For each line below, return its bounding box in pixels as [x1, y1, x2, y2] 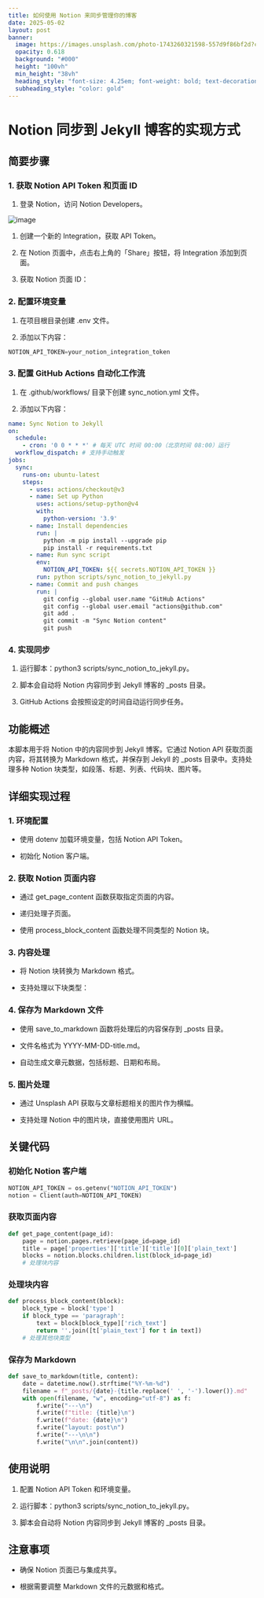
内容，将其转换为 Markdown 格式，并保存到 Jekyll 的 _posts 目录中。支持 [8, 755, 246, 764]
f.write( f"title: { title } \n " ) [36, 1409, 135, 1417]
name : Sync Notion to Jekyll [8, 420, 104, 428]
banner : [8, 33, 34, 42]
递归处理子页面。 [19, 909, 75, 918]
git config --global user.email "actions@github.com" [42, 602, 223, 610]
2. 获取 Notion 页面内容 [8, 872, 97, 883]
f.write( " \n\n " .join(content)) [36, 1438, 139, 1446]
